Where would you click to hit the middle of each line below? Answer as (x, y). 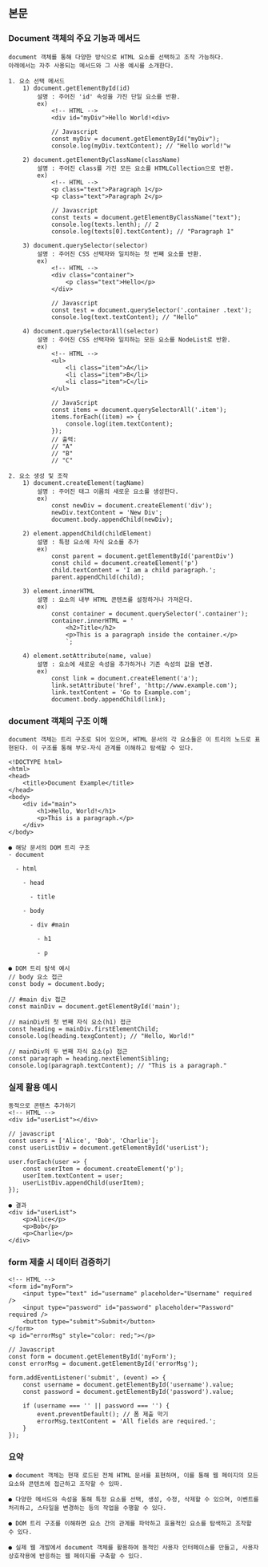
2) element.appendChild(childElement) (87, 533)
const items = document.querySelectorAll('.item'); (139, 410)
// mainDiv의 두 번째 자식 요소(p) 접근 (68, 1052)
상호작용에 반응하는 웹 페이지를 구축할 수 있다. (76, 1556)
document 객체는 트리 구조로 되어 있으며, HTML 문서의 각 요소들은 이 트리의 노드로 (130, 739)
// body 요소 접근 (36, 977)
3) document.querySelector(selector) (86, 245)
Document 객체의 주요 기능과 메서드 (74, 38)
